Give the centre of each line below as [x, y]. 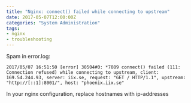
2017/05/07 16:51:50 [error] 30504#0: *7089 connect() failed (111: [93, 67]
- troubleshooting [29, 39]
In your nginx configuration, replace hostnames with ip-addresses [87, 94]
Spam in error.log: [28, 56]
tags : [13, 28]
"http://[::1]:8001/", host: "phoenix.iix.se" [65, 83]
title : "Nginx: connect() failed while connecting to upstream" [88, 12]
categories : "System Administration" [53, 23]
